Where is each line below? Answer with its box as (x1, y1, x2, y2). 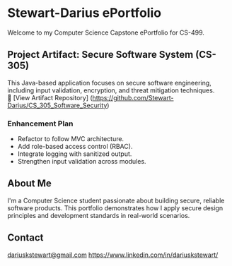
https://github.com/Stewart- (92, 93, 174, 102)
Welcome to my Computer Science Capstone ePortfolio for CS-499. (7, 28, 205, 37)
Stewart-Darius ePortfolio (7, 5, 161, 21)
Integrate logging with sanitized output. (17, 150, 132, 158)
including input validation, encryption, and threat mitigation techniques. (7, 86, 215, 95)
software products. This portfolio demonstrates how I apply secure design (7, 203, 224, 212)
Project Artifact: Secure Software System (7, 49, 194, 61)
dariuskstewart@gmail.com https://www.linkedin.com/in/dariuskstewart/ (7, 250, 219, 259)
